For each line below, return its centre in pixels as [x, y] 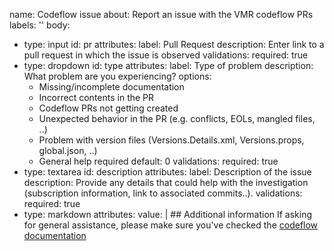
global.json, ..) [68, 150]
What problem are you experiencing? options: [117, 76]
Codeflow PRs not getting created [108, 108]
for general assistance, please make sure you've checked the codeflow [171, 225]
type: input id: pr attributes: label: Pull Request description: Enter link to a [174, 44]
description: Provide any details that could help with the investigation [166, 182]
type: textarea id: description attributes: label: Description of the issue [167, 172]
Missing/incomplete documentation [111, 87]
